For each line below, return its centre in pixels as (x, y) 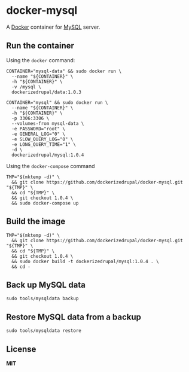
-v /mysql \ (27, 87)
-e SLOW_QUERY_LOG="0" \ (42, 139)
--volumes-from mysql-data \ (48, 123)
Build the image (36, 222)
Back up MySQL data (46, 285)
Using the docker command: (41, 60)
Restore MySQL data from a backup (74, 317)
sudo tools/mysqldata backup (42, 299)
